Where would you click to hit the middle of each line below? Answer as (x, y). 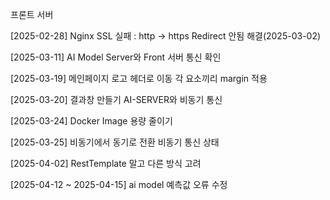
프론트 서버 (32, 14)
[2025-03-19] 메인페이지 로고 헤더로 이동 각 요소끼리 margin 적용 (139, 78)
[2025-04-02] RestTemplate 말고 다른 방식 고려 (106, 163)
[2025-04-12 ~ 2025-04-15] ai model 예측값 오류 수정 (119, 184)
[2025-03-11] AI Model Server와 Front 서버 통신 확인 (116, 57)
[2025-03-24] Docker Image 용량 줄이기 (91, 121)
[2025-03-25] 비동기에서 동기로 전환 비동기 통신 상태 (115, 142)
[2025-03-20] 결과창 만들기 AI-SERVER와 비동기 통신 (116, 99)
